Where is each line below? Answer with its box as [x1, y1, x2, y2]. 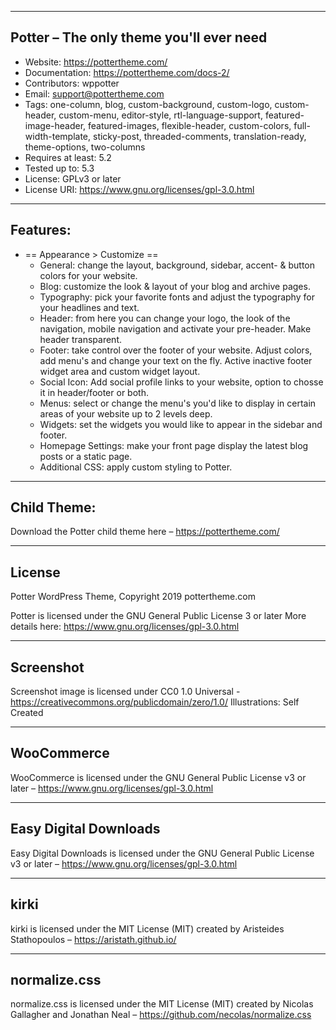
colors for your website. [39, 269, 138, 281]
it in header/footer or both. [39, 386, 149, 398]
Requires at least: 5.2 [24, 151, 112, 163]
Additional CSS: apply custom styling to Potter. [39, 461, 233, 473]
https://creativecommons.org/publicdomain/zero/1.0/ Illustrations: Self [10, 696, 300, 708]
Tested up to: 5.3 [24, 162, 95, 174]
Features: [10, 222, 72, 239]
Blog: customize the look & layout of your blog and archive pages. [39, 280, 311, 292]
